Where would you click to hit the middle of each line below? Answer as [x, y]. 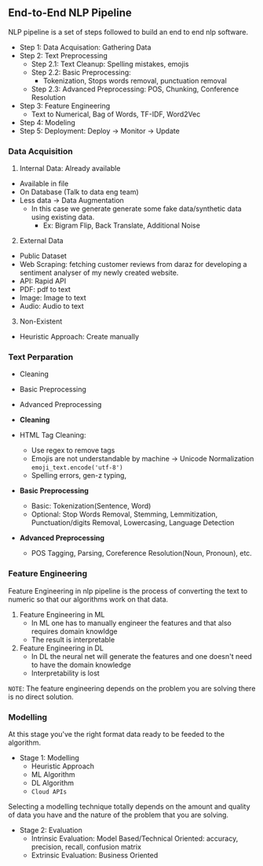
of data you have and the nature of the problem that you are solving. [119, 815]
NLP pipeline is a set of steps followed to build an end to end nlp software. [128, 31]
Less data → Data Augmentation [71, 201]
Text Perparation [41, 357]
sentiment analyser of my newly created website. [99, 273]
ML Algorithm [53, 774]
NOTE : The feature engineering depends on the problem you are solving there [132, 688]
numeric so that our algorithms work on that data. [88, 599]
